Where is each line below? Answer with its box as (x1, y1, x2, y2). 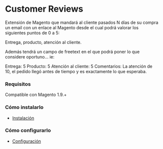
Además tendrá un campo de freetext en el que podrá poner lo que (5, 49, 140, 55)
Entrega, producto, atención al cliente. (5, 39, 82, 45)
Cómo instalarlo (5, 104, 44, 111)
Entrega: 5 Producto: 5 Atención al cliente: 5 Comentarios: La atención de (5, 63, 153, 69)
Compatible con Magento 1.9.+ (5, 92, 67, 98)
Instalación (12, 115, 35, 121)
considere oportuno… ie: (5, 54, 55, 59)
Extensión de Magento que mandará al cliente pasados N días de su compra (5, 19, 159, 25)
